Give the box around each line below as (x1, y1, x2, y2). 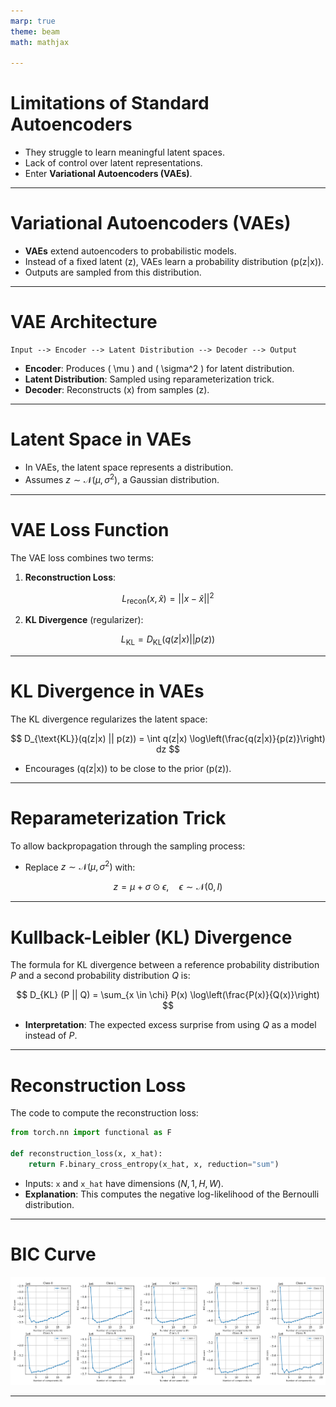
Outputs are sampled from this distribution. (24, 266, 202, 279)
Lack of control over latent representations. (24, 157, 203, 169)
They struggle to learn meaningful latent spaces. (24, 146, 225, 159)
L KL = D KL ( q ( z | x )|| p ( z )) (120, 633, 216, 647)
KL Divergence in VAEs (10, 680, 205, 703)
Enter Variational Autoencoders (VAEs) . (24, 168, 193, 180)
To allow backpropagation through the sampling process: (10, 840, 246, 852)
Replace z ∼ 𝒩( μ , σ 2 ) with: (24, 859, 136, 873)
